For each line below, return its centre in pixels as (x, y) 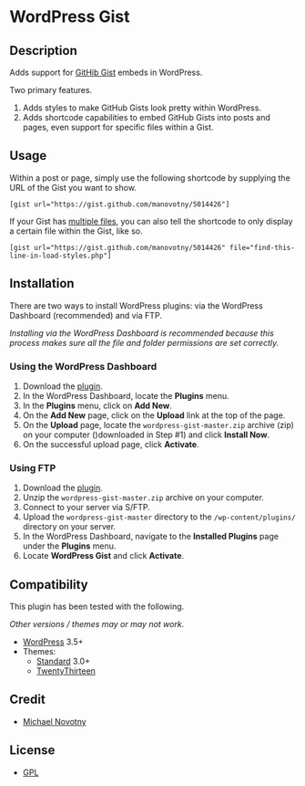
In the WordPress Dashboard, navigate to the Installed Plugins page (151, 537)
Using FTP (33, 467)
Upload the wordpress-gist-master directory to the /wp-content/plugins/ (159, 517)
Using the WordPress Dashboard (83, 366)
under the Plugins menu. (69, 546)
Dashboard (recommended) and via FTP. (86, 315)
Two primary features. (51, 90)
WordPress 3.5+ (53, 642)
